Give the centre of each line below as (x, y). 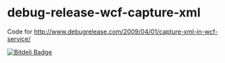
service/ (19, 38)
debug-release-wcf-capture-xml (104, 13)
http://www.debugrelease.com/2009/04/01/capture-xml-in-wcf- (126, 32)
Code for (20, 32)
